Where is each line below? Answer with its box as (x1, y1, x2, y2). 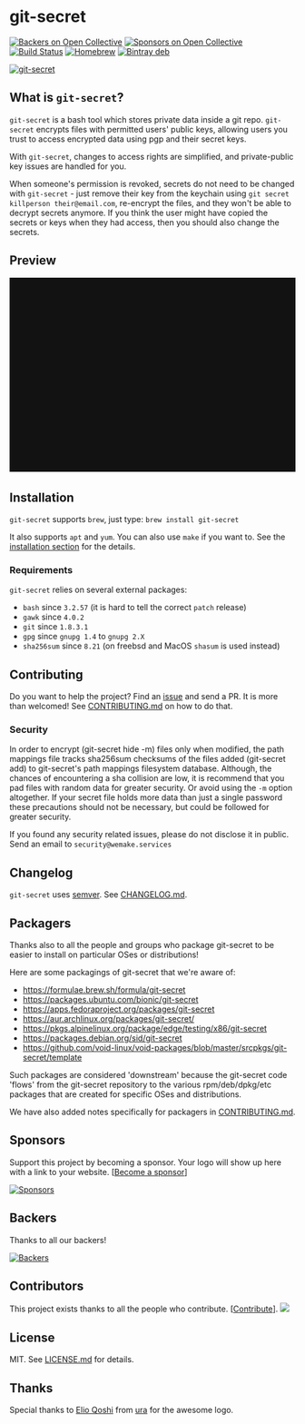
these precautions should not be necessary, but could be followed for (9, 802, 270, 813)
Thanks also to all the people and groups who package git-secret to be (9, 939, 275, 950)
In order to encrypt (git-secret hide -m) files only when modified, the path (9, 744, 284, 755)
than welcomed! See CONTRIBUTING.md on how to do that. (9, 701, 233, 712)
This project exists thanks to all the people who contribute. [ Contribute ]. (9, 1303, 279, 1314)
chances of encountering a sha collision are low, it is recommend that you (9, 773, 285, 784)
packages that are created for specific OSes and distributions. (9, 1088, 242, 1100)
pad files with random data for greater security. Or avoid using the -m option (9, 783, 293, 794)
